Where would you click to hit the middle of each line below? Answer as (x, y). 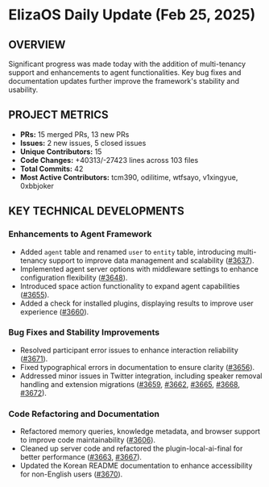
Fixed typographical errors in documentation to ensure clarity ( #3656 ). (137, 367)
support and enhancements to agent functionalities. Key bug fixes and (125, 73)
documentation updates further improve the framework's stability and (124, 81)
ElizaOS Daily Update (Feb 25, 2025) (132, 15)
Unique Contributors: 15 (61, 152)
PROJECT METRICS (58, 115)
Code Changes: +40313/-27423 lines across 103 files (109, 160)
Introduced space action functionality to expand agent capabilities (130, 286)
